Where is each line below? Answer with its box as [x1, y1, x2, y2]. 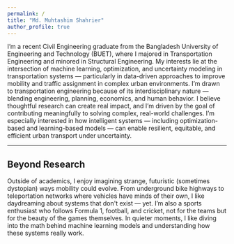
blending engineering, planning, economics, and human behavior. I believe [7, 94, 221, 103]
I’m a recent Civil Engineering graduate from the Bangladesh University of [7, 43, 219, 51]
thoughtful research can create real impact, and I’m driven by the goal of [7, 102, 215, 110]
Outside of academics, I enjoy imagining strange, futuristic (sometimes [7, 177, 210, 185]
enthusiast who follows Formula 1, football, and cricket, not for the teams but [7, 207, 227, 215]
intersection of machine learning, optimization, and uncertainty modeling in [7, 64, 223, 73]
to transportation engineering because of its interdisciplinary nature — [7, 87, 209, 95]
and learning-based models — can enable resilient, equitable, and [26, 124, 216, 133]
